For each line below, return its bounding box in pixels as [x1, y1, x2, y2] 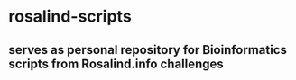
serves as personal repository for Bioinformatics [8, 42, 288, 58]
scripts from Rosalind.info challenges [8, 56, 225, 71]
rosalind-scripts [8, 6, 132, 27]
